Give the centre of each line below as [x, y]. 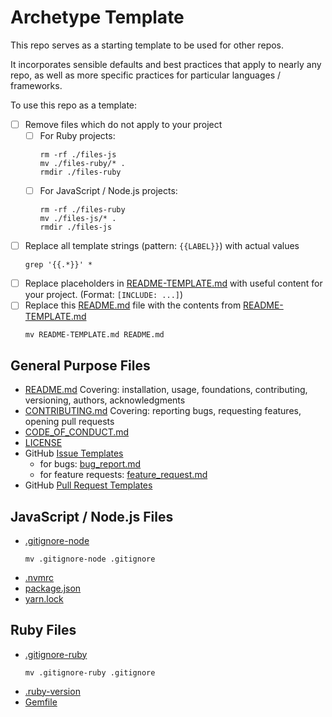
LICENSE [43, 443]
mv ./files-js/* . [78, 219]
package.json [53, 588]
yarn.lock [44, 598]
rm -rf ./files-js [78, 155]
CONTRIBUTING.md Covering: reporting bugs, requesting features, [163, 411]
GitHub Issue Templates [74, 453]
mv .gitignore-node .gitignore [90, 559]
